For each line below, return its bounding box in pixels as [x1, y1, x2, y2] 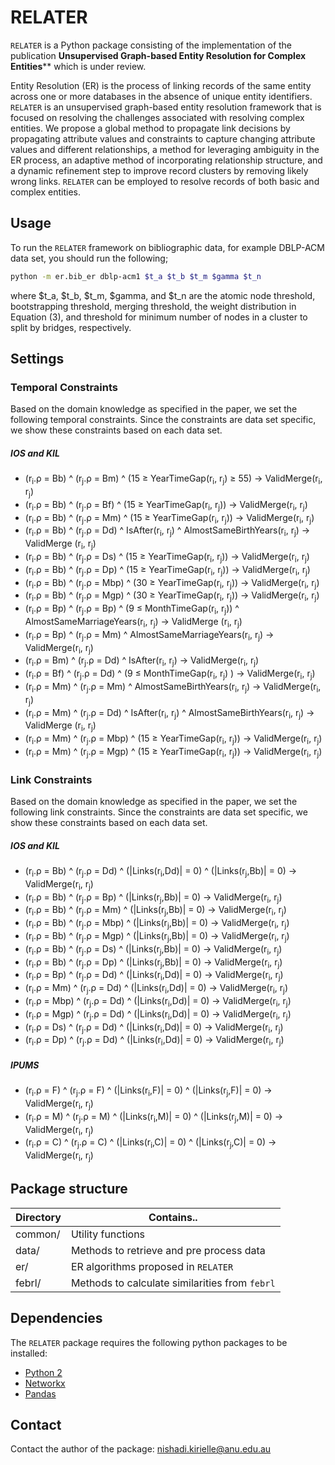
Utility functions [70, 1227, 146, 1241]
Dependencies [10, 1310, 103, 1327]
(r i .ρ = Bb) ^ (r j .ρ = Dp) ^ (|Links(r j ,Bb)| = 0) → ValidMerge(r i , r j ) [24, 956, 283, 970]
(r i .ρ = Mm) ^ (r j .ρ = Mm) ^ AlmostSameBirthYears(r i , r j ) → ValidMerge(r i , [24, 681, 322, 695]
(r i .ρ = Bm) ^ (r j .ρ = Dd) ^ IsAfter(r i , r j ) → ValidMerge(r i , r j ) [24, 654, 260, 669]
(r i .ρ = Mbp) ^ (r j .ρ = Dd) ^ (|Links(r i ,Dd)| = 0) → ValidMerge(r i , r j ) [24, 995, 292, 1009]
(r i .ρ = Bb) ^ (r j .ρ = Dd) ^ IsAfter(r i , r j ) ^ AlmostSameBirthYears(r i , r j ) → [24, 524, 311, 539]
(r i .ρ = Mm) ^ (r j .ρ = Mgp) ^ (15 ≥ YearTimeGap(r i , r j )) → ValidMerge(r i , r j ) [24, 746, 323, 760]
